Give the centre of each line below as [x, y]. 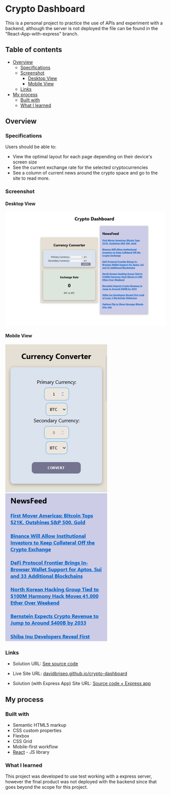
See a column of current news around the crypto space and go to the [85, 173]
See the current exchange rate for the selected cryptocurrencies [80, 167]
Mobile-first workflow [35, 747]
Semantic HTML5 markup [39, 725]
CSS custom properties [37, 730]
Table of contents [34, 50]
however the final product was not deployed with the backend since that [81, 782]
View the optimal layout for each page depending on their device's [82, 157]
